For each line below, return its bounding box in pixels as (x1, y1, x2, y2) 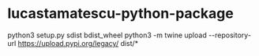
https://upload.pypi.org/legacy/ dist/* (17, 38, 139, 47)
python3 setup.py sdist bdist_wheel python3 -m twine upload (7, 30, 207, 40)
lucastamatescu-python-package (7, 5, 234, 23)
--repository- (208, 30, 252, 40)
